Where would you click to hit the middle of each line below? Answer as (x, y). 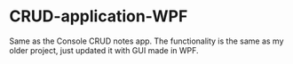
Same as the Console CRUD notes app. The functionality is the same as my (146, 41)
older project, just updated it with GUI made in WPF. (104, 50)
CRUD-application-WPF (99, 16)
